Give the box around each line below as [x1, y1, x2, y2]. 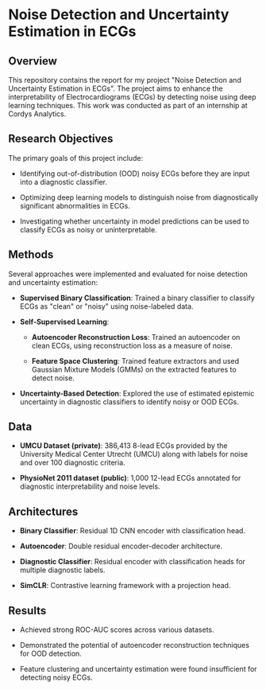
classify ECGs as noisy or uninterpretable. [19, 224, 157, 234]
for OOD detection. [19, 649, 82, 658]
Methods [8, 248, 54, 262]
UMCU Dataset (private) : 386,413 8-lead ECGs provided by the [19, 441, 228, 450]
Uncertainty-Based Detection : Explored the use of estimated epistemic [19, 388, 255, 398]
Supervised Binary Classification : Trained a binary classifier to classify [19, 293, 256, 302]
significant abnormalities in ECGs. [19, 201, 131, 210]
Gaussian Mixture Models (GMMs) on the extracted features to [31, 364, 237, 374]
